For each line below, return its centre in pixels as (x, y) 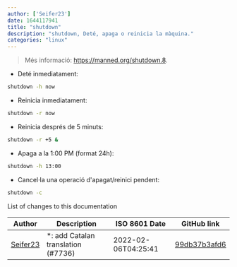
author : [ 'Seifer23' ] (39, 14)
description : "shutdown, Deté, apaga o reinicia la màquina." (101, 34)
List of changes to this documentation (62, 206)
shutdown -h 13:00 (34, 166)
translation (65, 244)
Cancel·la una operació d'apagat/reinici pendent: (89, 179)
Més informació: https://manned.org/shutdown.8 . (96, 60)
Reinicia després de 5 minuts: (60, 126)
